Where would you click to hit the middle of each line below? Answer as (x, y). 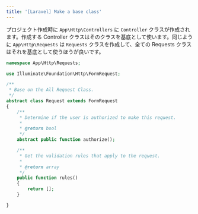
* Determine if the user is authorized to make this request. (98, 117)
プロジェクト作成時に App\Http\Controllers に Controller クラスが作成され (98, 29)
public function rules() (47, 178)
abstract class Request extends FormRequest (62, 101)
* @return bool (38, 128)
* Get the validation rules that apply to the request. (90, 156)
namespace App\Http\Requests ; (44, 63)
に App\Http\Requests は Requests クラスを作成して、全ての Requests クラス (99, 44)
